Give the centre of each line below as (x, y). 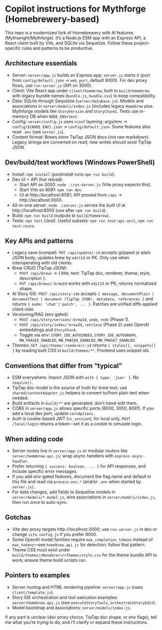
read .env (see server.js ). (38, 131)
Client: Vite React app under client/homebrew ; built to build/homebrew (81, 90)
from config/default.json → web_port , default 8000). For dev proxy (80, 80)
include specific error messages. (45, 471)
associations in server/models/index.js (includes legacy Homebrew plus (82, 106)
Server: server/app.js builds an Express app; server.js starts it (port (81, 75)
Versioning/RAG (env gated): (40, 314)
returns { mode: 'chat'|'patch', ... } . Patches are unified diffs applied (85, 304)
